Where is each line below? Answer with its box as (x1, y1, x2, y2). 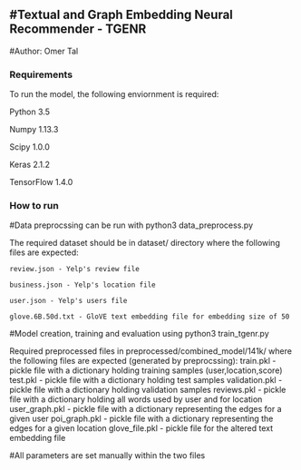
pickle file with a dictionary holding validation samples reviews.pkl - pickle (9, 385, 286, 396)
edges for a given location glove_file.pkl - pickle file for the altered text (9, 423, 274, 434)
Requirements (9, 68, 73, 81)
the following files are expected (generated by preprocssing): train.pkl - (9, 356, 277, 367)
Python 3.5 (9, 106, 50, 117)
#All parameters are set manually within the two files (9, 450, 206, 461)
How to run (9, 200, 59, 212)
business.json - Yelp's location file (9, 280, 156, 289)
